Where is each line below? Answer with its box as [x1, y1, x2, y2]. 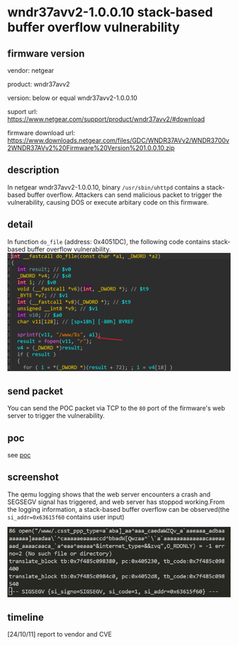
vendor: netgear [7, 67, 55, 74]
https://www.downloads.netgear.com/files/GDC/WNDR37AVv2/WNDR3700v [7, 136, 229, 144]
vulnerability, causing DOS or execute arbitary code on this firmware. [7, 198, 209, 206]
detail [7, 219, 33, 231]
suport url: [7, 108, 38, 115]
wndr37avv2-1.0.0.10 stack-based [7, 4, 213, 21]
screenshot [7, 472, 59, 484]
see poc [7, 451, 31, 459]
